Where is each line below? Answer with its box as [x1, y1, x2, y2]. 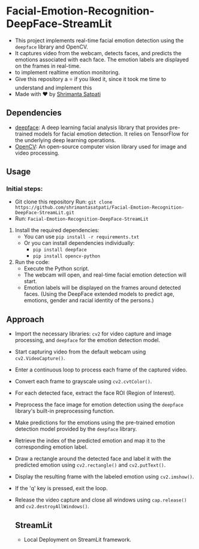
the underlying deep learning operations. [14, 136, 116, 143]
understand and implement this [14, 84, 92, 91]
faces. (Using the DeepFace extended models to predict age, [23, 290, 175, 298]
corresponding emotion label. [14, 443, 88, 451]
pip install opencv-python [32, 253, 101, 259]
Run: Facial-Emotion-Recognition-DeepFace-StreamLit [14, 215, 149, 223]
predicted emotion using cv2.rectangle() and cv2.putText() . [14, 461, 166, 469]
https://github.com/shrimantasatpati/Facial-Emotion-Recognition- [14, 205, 185, 211]
